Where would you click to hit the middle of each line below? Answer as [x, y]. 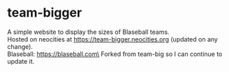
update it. [21, 61]
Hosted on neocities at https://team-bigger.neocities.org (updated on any [113, 39]
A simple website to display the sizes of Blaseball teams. [88, 32]
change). [20, 46]
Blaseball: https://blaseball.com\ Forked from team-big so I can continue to [115, 54]
